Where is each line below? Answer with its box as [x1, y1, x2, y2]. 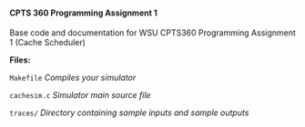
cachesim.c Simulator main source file [9, 90, 152, 101]
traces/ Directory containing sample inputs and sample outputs [9, 107, 249, 118]
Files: [9, 54, 31, 65]
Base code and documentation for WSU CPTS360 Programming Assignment [9, 27, 296, 38]
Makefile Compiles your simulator [9, 73, 137, 83]
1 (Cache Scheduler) [9, 37, 86, 48]
